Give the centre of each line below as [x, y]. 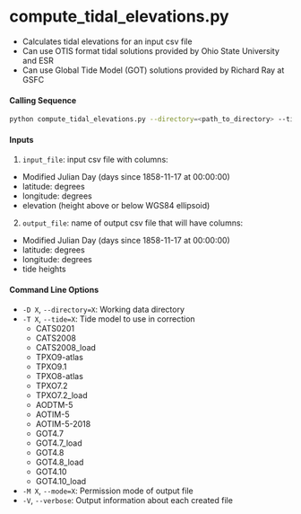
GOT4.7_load [59, 443]
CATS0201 [55, 329]
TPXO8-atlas [59, 377]
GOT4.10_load [61, 482]
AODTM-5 [54, 405]
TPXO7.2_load [61, 395]
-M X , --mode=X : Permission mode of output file [108, 491]
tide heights [44, 269]
